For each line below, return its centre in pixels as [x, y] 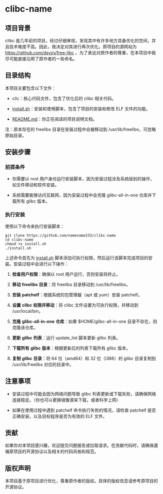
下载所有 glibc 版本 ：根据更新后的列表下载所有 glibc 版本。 [71, 348]
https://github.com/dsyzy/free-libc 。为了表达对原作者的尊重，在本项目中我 [81, 53]
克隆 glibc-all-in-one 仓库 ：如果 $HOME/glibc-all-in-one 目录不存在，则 [85, 321]
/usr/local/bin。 [27, 311]
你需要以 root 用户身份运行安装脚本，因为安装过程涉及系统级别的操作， [83, 178]
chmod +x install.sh [26, 244]
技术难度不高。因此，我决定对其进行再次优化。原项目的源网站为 [73, 47]
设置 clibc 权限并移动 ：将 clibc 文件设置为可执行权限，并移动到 [75, 305]
